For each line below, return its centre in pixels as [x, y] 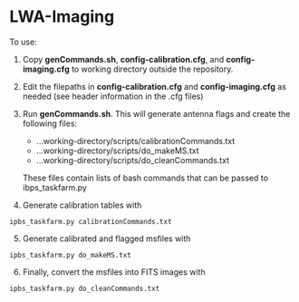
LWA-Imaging [62, 17]
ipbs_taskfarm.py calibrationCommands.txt [91, 221]
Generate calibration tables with [82, 205]
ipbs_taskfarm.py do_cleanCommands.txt [85, 288]
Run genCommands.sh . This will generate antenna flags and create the [156, 113]
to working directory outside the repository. [152, 69]
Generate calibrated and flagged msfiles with [106, 239]
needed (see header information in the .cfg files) [113, 96]
